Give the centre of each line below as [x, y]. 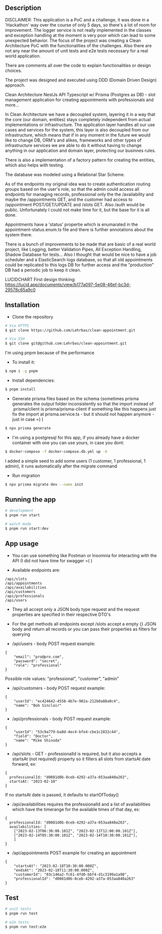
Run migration [26, 475]
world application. [23, 56]
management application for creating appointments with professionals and [79, 100]
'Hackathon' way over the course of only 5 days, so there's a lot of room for [81, 25]
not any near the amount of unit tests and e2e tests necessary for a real [77, 51]
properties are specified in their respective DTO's [61, 614]
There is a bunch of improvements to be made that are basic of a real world [81, 244]
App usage [22, 544]
